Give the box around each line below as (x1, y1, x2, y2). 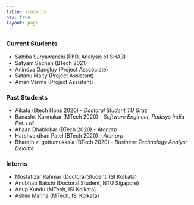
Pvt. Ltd (14, 119, 35, 126)
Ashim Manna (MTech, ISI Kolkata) (14, 192, 99, 200)
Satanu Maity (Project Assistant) (14, 72, 94, 79)
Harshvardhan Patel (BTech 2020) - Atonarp (14, 132, 124, 139)
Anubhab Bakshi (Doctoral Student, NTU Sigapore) (14, 179, 140, 187)
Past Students (6, 93, 48, 101)
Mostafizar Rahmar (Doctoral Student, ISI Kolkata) (14, 173, 137, 181)
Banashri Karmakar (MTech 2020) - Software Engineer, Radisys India (14, 113, 184, 120)
